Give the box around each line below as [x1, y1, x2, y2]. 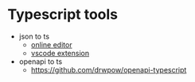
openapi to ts [18, 57, 63, 66]
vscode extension [30, 48, 90, 58]
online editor [30, 39, 72, 49]
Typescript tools [7, 6, 119, 24]
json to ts [18, 32, 49, 41]
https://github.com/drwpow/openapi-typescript [30, 65, 187, 74]
